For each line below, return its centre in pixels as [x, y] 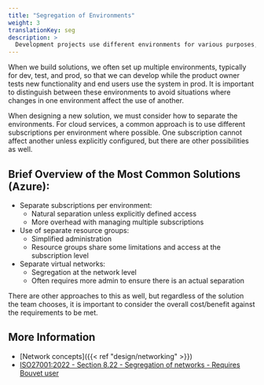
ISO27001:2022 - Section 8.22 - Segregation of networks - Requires [130, 365]
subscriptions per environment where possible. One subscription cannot [125, 133]
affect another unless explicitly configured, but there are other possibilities [128, 141]
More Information [52, 337]
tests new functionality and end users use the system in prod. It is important [131, 84]
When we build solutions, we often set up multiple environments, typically [127, 67]
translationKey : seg [42, 30]
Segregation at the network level [84, 272]
